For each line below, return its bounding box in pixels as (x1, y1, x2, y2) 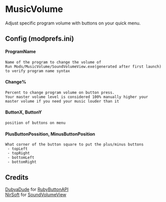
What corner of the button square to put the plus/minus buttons (5, 142, 144, 147)
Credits (5, 173, 29, 181)
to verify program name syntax (5, 68, 70, 73)
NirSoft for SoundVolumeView (5, 191, 66, 197)
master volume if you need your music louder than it (5, 98, 120, 103)
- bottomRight (7, 159, 37, 164)
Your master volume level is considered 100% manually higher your (5, 94, 149, 99)
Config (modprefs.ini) (5, 34, 74, 43)
